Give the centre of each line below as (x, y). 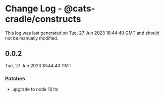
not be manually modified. (32, 38)
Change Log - (34, 9)
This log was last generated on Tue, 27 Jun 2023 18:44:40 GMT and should (82, 33)
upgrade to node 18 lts (35, 89)
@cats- (80, 9)
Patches (15, 78)
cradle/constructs (43, 19)
